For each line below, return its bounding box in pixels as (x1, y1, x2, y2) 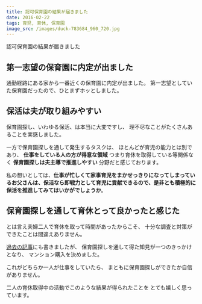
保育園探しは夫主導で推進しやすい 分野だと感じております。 (13, 158, 162, 166)
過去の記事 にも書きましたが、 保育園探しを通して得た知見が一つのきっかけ (6, 243, 192, 250)
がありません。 (6, 271, 43, 278)
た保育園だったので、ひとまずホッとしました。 (6, 87, 122, 94)
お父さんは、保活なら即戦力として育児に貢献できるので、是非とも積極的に (11, 179, 196, 186)
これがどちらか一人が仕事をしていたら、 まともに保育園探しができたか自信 (6, 263, 193, 271)
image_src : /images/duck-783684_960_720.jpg (6, 25, 120, 32)
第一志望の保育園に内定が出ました (6, 62, 133, 72)
